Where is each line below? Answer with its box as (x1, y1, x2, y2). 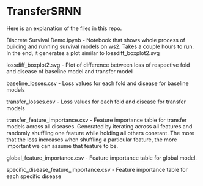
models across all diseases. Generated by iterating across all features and (6, 122, 193, 130)
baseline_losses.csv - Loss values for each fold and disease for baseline (6, 80, 189, 87)
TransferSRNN (6, 4, 81, 18)
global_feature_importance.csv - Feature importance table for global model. (6, 154, 197, 162)
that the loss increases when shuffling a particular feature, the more (6, 136, 177, 143)
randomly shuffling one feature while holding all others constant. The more (6, 129, 194, 136)
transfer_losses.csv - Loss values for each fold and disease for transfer (6, 98, 186, 105)
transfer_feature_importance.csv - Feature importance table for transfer (6, 116, 187, 124)
